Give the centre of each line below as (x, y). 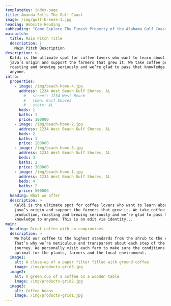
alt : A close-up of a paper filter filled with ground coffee (82, 262)
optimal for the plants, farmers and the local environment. (80, 253)
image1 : (18, 257)
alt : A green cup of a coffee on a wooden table (67, 276)
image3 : (18, 286)
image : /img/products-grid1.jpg (49, 296)
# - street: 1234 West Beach (54, 96)
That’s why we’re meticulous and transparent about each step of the (90, 243)
